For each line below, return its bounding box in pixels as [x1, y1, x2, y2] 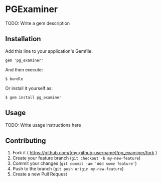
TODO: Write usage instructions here [5, 122, 81, 128]
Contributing [5, 136, 46, 145]
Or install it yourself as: [5, 85, 53, 91]
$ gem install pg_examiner [5, 95, 62, 100]
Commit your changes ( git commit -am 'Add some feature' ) [12, 160, 137, 166]
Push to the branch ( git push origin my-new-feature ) [12, 166, 124, 172]
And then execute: [5, 66, 43, 72]
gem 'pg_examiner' [5, 58, 44, 63]
